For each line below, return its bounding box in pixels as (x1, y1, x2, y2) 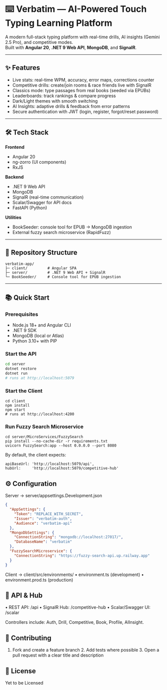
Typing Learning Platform (5, 17, 113, 29)
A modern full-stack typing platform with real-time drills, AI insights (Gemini (5, 34, 160, 40)
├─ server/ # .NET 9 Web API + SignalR (5, 270, 106, 275)
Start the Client (5, 387, 43, 394)
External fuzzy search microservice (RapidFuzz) (12, 229, 111, 235)
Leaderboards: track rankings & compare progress (12, 93, 116, 99)
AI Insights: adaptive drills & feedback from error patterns (12, 103, 130, 109)
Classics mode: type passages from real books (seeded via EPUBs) (12, 87, 151, 93)
